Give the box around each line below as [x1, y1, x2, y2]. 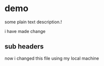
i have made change [4, 28, 46, 34]
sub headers [4, 42, 44, 51]
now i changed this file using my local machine [4, 55, 99, 61]
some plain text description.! [4, 19, 62, 25]
